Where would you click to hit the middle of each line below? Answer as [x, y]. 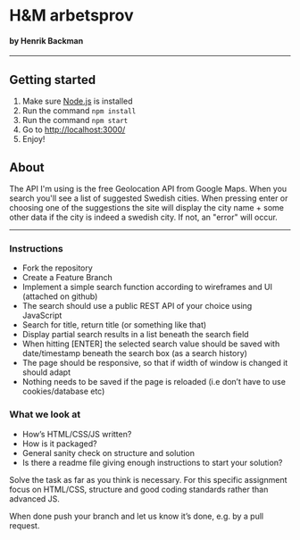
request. [25, 525]
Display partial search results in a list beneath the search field [135, 335]
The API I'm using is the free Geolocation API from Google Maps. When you [148, 189]
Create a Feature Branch [67, 278]
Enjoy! [33, 139]
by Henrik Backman [46, 40]
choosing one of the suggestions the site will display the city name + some [146, 208]
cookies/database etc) [63, 391]
